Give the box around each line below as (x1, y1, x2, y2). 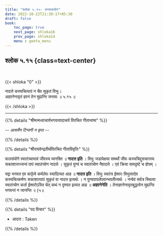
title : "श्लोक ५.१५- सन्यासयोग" (5, 7, 61, 12)
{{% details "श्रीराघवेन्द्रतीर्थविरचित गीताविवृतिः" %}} (5, 146, 90, 152)
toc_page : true (14, 25, 45, 30)
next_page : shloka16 (14, 30, 55, 34)
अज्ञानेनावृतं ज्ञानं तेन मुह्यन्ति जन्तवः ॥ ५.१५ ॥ (5, 94, 76, 99)
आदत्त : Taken (12, 216, 37, 222)
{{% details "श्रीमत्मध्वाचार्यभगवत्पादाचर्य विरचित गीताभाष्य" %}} (5, 117, 108, 123)
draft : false (5, 16, 32, 21)
